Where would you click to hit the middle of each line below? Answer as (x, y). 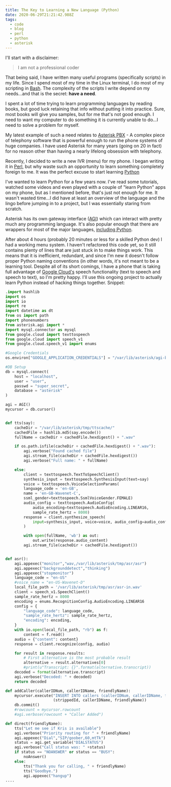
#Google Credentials (27, 353)
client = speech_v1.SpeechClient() (52, 592)
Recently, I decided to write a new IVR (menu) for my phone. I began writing (85, 161)
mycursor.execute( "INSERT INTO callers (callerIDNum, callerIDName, (89, 695)
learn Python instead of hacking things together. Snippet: (65, 283)
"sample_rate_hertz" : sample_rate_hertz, (68, 616)
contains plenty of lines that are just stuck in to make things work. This (79, 250)
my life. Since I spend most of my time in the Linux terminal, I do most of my (85, 82)
